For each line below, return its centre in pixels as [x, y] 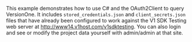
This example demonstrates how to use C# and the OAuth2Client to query [95, 8]
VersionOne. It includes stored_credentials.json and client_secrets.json [96, 14]
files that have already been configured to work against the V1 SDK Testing [96, 20]
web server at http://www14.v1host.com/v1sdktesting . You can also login [94, 26]
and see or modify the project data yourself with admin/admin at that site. [95, 33]
